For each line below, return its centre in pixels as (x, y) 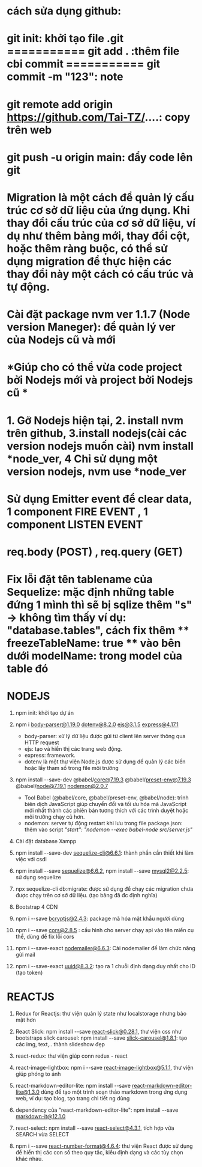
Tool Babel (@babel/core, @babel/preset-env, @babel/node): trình (106, 798)
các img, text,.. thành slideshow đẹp (60, 1044)
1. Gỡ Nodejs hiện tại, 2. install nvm (95, 420)
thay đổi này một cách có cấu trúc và (100, 274)
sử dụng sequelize (38, 877)
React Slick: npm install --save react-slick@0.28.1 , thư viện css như (98, 1031)
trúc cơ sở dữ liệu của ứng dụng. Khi (99, 210)
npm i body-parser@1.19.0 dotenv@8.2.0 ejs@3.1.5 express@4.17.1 (97, 724)
